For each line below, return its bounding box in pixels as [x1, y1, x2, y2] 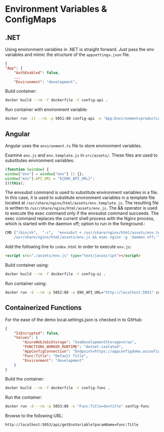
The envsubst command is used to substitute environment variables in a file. [5, 189, 159, 195]
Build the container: [5, 376, 44, 382]
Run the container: [5, 394, 42, 401]
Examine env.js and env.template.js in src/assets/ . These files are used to [5, 152, 158, 158]
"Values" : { [14, 335, 38, 340]
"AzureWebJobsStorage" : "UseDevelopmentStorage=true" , [22, 340, 137, 345]
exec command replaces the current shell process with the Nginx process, [5, 216, 155, 221]
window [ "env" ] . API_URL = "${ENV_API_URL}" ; [5, 176, 95, 181]
